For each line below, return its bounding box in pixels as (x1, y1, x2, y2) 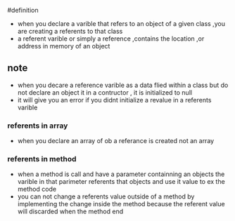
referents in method (7, 154, 77, 164)
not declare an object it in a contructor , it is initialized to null (17, 88, 192, 97)
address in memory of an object (17, 42, 110, 50)
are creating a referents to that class (17, 27, 123, 35)
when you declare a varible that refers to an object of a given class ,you (17, 20, 225, 27)
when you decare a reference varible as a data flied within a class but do (17, 81, 229, 89)
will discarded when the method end (17, 207, 124, 216)
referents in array (7, 121, 68, 130)
